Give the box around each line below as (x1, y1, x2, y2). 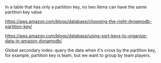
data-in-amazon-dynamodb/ (5, 38, 62, 44)
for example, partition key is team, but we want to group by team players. (5, 52, 151, 58)
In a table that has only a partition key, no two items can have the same (5, 4, 147, 10)
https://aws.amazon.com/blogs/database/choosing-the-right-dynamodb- (5, 19, 152, 24)
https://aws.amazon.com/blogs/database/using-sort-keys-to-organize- (5, 33, 148, 38)
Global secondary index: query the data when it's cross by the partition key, (5, 48, 156, 53)
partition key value (5, 9, 42, 15)
